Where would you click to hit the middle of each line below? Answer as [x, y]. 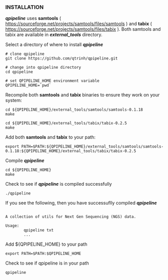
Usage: [12, 226]
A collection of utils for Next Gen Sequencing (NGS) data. [71, 217]
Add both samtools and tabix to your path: [50, 137]
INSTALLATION [25, 7]
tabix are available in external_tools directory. [54, 35]
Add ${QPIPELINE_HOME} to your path [46, 244]
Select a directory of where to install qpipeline [54, 45]
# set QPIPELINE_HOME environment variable [52, 81]
